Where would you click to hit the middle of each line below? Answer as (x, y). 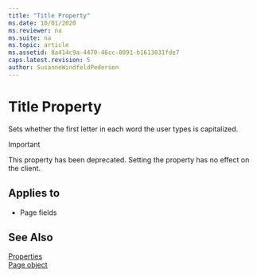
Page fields (38, 213)
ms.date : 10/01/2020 (43, 23)
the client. (25, 168)
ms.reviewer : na (35, 30)
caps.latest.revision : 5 (49, 60)
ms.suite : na (30, 38)
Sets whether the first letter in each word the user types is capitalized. (123, 129)
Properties (25, 256)
